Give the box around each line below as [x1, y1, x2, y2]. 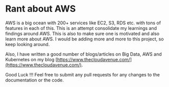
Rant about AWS [5, 3, 76, 15]
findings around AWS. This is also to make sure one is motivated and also [5, 30, 160, 36]
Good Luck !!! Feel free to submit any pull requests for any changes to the [5, 71, 160, 77]
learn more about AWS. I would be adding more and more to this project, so [5, 36, 164, 42]
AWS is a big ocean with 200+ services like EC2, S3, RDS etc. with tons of [5, 20, 161, 26]
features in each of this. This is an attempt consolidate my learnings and [5, 25, 157, 31]
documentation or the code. [5, 77, 64, 83]
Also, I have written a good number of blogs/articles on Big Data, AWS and [5, 51, 162, 57]
